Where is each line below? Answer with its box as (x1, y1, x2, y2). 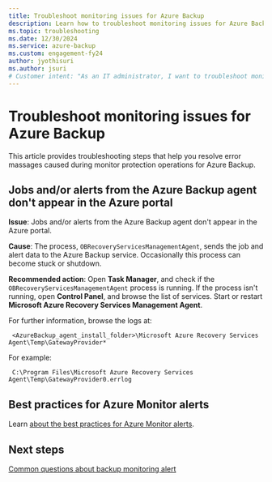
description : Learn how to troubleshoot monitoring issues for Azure (8, 19, 249, 28)
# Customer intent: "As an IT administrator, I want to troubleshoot (8, 72, 249, 80)
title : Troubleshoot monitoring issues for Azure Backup (8, 11, 205, 20)
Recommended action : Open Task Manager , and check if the (8, 275, 215, 284)
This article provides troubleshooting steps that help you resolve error (8, 151, 241, 160)
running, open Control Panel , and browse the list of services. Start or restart (8, 292, 263, 301)
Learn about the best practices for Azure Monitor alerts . (8, 419, 194, 429)
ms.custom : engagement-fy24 (8, 49, 104, 58)
